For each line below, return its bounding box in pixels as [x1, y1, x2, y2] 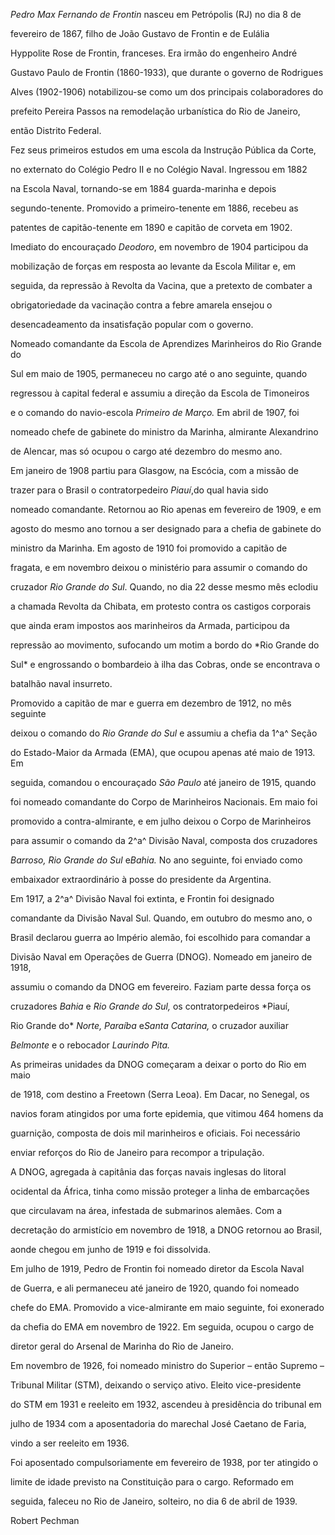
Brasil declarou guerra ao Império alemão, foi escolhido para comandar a [10, 932, 311, 943]
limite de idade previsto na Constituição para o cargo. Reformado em [10, 1476, 295, 1488]
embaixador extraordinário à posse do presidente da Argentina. [10, 874, 272, 885]
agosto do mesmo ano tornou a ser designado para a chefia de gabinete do [10, 523, 322, 534]
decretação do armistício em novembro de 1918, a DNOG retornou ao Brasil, [10, 1224, 323, 1236]
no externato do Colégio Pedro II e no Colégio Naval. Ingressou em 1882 [10, 164, 308, 175]
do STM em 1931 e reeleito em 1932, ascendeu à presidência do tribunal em [10, 1399, 322, 1410]
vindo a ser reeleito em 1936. [10, 1437, 130, 1449]
